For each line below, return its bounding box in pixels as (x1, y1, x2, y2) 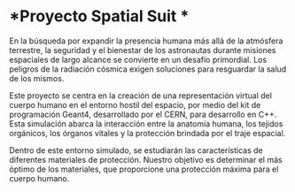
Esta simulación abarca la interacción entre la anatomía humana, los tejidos (9, 118, 283, 129)
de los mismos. (9, 73, 65, 83)
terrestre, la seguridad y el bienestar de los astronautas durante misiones (9, 44, 276, 55)
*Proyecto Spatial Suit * (9, 6, 190, 27)
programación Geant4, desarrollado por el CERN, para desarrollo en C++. (9, 109, 277, 119)
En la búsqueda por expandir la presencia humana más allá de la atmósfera (9, 35, 283, 46)
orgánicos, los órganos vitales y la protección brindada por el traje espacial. (9, 127, 286, 138)
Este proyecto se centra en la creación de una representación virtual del (9, 90, 273, 101)
